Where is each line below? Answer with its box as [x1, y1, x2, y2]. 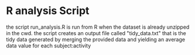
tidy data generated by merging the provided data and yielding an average [6, 36, 186, 43]
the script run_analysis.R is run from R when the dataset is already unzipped [6, 23, 190, 30]
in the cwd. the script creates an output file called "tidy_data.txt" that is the [6, 29, 186, 36]
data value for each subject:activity [6, 42, 91, 49]
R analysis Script [6, 4, 90, 18]
